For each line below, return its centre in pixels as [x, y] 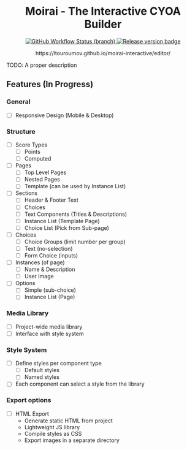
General [18, 102]
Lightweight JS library [52, 427]
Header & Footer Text [51, 200]
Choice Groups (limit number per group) [75, 242]
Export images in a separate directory [72, 440]
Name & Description [50, 269]
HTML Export [32, 414]
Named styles [42, 377]
